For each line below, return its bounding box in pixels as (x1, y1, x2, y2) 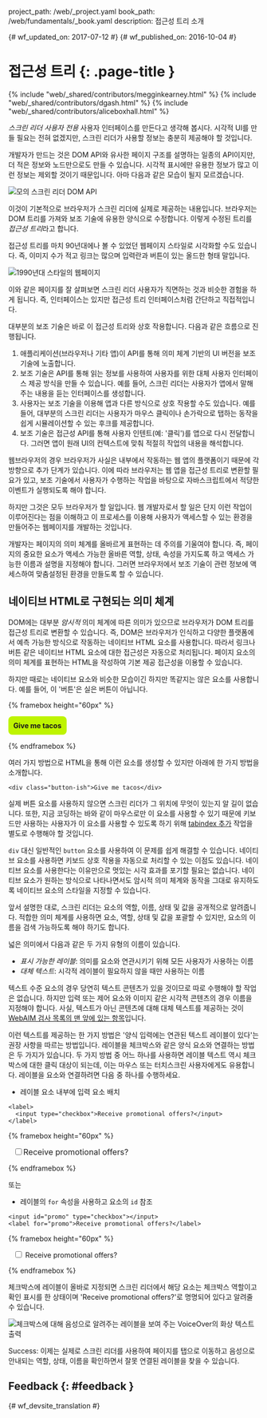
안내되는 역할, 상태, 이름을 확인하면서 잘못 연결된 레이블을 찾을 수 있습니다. (8, 1356, 240, 1365)
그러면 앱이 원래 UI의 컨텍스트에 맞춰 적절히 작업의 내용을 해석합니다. (30, 438, 244, 448)
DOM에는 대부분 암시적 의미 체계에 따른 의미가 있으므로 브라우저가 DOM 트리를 (8, 617, 254, 627)
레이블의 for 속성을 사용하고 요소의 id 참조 (19, 1197, 153, 1206)
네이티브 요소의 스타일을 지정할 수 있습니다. (16, 885, 151, 895)
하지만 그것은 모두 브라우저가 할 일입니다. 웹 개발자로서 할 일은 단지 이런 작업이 (8, 502, 253, 512)
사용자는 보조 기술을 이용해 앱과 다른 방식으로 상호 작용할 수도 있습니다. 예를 (19, 398, 257, 408)
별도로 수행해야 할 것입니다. (8, 828, 94, 838)
